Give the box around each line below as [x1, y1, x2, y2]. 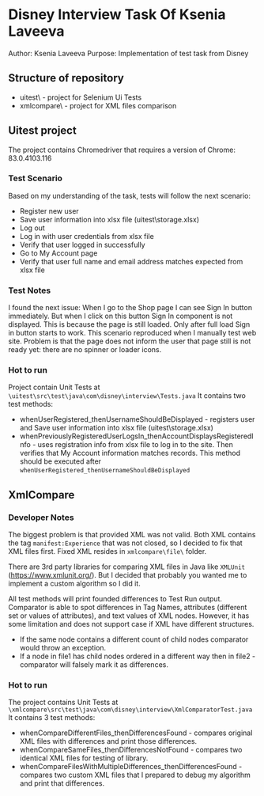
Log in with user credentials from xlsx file [19, 231, 154, 241]
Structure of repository [8, 71, 124, 85]
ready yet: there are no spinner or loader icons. [8, 345, 162, 354]
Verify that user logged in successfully [19, 240, 145, 249]
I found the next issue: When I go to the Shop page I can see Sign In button [8, 303, 253, 313]
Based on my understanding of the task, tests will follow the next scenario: [8, 191, 251, 200]
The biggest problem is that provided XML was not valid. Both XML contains [8, 530, 256, 540]
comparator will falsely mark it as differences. [19, 660, 168, 669]
